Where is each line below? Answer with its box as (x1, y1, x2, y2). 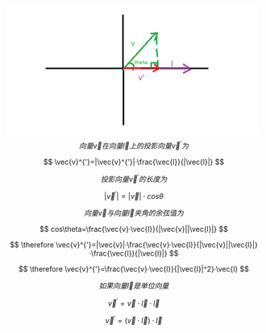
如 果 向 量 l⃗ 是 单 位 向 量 (98, 280, 169, 290)
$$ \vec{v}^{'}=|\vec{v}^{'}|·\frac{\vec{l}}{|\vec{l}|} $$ (43, 157, 225, 166)
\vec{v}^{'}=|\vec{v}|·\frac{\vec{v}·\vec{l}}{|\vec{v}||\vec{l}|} (56, 239, 258, 249)
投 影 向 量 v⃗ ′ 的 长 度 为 (100, 172, 168, 183)
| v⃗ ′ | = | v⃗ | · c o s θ (104, 190, 164, 200)
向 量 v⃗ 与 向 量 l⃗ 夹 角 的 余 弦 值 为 (84, 208, 184, 217)
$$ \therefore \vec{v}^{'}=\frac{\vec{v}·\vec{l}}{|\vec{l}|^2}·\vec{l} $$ (18, 263, 250, 273)
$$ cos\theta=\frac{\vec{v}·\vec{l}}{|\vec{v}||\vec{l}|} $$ (39, 224, 228, 234)
